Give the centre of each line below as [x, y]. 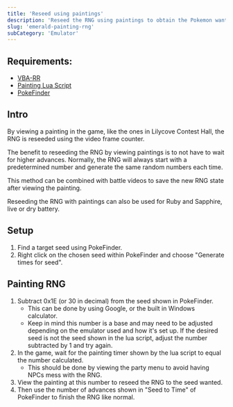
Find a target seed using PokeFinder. [70, 247]
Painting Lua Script [44, 86]
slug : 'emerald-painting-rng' [51, 26]
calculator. [42, 316]
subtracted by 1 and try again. [70, 345]
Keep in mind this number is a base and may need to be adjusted [120, 323]
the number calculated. [50, 360]
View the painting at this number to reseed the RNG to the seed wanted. [120, 382]
